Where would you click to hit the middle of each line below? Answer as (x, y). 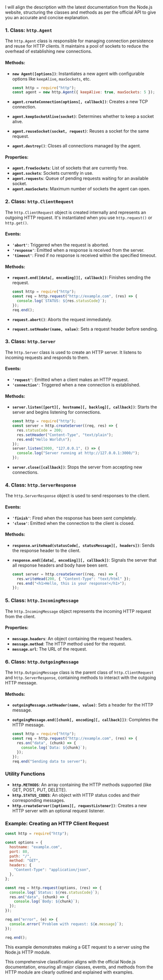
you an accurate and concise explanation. (47, 17)
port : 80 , (19, 851)
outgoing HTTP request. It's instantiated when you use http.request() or (79, 218)
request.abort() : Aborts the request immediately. (62, 319)
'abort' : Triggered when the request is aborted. (60, 245)
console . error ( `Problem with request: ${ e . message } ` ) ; (67, 924)
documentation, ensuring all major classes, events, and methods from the (79, 967)
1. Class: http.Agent (29, 30)
